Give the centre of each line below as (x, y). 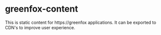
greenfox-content (42, 9)
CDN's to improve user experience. (40, 27)
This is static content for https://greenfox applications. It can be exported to (81, 22)
